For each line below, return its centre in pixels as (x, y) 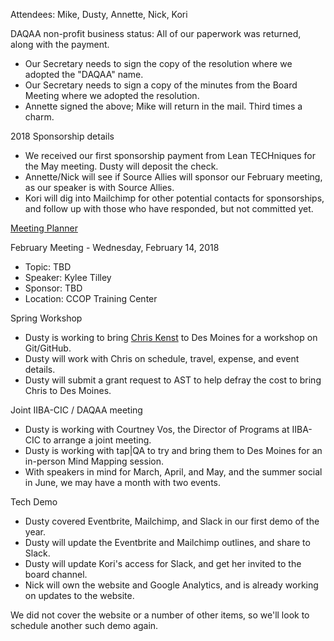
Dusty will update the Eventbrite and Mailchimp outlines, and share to (167, 542)
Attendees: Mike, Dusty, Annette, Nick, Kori (99, 14)
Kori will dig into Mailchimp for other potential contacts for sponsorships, (174, 198)
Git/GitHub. (48, 348)
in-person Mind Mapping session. (94, 461)
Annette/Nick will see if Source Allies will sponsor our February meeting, (173, 177)
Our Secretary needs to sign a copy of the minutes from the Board (161, 85)
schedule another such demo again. (84, 625)
